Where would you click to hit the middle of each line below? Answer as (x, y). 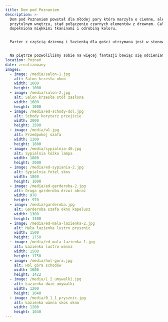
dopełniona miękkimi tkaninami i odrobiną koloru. (63, 29)
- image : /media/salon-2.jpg (40, 93)
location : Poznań (23, 60)
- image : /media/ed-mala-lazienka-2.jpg (52, 223)
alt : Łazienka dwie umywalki (44, 284)
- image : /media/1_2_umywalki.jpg (45, 279)
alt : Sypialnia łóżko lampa (43, 153)
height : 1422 (28, 275)
